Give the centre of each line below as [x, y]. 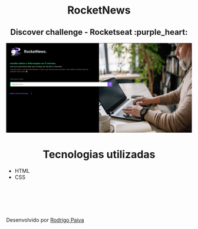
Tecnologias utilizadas [99, 155]
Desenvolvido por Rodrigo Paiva [45, 220]
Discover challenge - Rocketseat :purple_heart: [99, 32]
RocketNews [99, 10]
